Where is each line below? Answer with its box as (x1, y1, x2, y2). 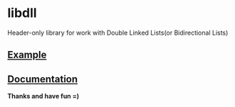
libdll (7, 5, 37, 21)
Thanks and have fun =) (7, 92, 80, 101)
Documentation (7, 73, 78, 85)
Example (7, 49, 47, 61)
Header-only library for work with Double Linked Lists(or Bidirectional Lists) (7, 28, 229, 37)
